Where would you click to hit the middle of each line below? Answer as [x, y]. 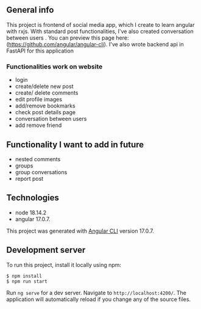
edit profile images [39, 100]
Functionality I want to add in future [75, 144]
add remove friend [38, 125]
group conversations [41, 172]
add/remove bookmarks [45, 106]
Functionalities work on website [55, 67]
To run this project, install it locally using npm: [64, 264]
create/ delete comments [47, 93]
